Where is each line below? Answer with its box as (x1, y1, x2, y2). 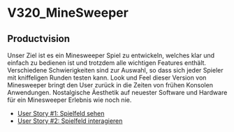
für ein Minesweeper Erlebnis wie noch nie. (7, 96, 132, 104)
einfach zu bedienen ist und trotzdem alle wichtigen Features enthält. (7, 59, 207, 67)
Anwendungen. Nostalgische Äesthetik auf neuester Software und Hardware (7, 89, 228, 96)
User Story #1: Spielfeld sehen (17, 110, 105, 117)
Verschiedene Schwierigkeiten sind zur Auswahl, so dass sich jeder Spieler (7, 66, 224, 74)
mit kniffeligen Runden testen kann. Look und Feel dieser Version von (7, 73, 207, 82)
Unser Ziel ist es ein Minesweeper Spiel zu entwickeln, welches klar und (7, 51, 215, 59)
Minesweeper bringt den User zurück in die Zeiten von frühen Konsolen (7, 81, 213, 89)
